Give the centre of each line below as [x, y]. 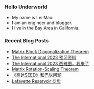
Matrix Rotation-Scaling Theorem [45, 69]
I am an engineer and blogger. [42, 23]
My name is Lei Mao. [33, 18]
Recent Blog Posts [27, 41]
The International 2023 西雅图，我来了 [50, 63]
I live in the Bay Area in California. [46, 28]
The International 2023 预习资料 [44, 57]
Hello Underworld [26, 7]
